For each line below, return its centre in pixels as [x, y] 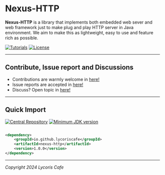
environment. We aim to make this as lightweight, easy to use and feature [79, 32]
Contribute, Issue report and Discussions [69, 68]
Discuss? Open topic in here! [41, 89]
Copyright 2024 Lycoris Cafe [34, 167]
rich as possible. [22, 38]
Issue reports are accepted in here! [48, 85]
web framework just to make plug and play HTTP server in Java [69, 27]
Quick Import [26, 110]
